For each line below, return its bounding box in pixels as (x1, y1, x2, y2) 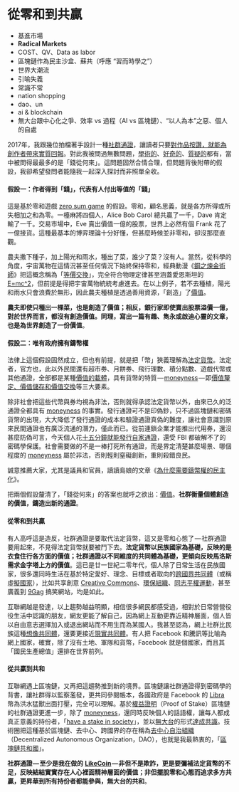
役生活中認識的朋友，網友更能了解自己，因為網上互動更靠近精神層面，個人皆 (7, 611, 232, 620)
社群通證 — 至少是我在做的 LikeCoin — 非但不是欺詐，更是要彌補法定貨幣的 (7, 759, 225, 767)
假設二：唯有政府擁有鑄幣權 (7, 339, 89, 347)
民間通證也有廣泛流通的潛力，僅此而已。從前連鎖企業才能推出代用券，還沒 (13, 424, 232, 433)
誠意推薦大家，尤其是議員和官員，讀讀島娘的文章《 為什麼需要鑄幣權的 (7, 466, 213, 475)
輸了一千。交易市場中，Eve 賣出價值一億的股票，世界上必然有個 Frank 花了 (7, 220, 227, 228)
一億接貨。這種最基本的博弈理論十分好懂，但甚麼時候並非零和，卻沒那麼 (7, 228, 219, 237)
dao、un (17, 100, 43, 108)
